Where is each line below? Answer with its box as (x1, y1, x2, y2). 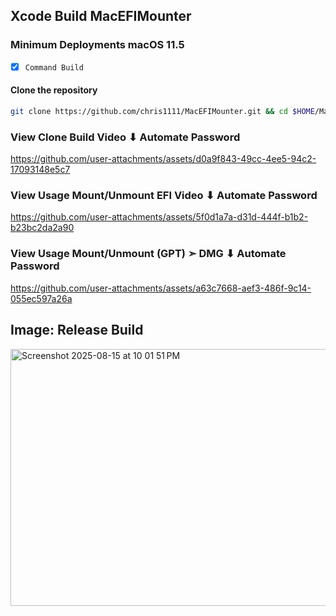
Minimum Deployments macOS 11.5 (10, 38, 185, 52)
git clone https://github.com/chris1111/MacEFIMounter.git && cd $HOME (10, 106, 315, 116)
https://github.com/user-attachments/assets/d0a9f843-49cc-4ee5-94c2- (10, 153, 317, 165)
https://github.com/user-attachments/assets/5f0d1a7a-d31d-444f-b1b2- (10, 211, 309, 223)
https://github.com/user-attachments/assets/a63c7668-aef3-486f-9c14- (10, 282, 312, 294)
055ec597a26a (10, 292, 73, 304)
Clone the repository (10, 84, 98, 96)
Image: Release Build (10, 322, 144, 339)
